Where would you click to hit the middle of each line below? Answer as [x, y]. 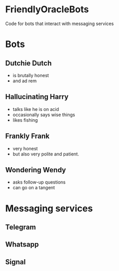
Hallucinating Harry [37, 97]
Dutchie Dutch [28, 63]
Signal [16, 262]
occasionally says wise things [44, 115]
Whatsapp [22, 245]
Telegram [21, 227]
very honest [25, 148]
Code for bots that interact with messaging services [59, 24]
